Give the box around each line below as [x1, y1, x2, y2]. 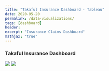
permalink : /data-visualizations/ [5, 16, 75, 21]
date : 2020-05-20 [5, 12, 40, 16]
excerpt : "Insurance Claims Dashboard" [5, 29, 85, 34]
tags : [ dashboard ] [5, 20, 42, 26]
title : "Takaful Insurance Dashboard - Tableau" [5, 7, 105, 12]
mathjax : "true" [5, 34, 38, 39]
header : [5, 25, 21, 30]
